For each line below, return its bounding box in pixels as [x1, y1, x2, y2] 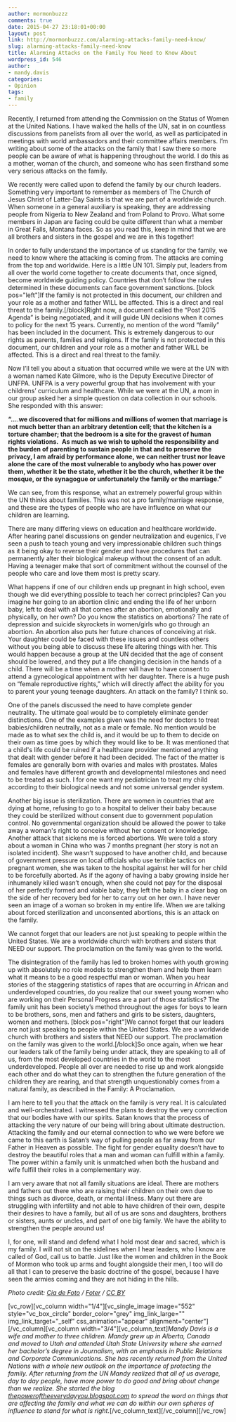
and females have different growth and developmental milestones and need [8, 768, 227, 776]
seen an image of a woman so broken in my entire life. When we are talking [8, 901, 225, 909]
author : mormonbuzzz [8, 10, 69, 18]
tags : [8, 88, 24, 96]
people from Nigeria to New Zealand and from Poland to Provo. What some [8, 210, 225, 218]
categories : [8, 75, 43, 83]
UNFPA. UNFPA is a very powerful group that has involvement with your [8, 379, 216, 387]
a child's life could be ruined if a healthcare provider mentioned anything [8, 746, 218, 753]
